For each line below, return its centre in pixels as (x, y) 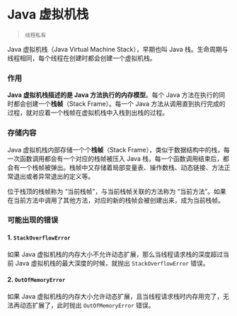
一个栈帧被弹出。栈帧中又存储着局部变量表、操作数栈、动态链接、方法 (122, 167)
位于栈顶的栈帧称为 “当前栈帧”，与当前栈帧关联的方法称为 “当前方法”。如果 (117, 191)
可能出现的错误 (33, 220)
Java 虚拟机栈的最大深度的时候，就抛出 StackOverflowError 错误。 (112, 263)
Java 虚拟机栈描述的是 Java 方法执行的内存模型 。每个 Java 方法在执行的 (113, 95)
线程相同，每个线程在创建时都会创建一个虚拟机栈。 (82, 58)
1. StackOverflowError (39, 237)
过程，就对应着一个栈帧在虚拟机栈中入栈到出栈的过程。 (88, 113)
